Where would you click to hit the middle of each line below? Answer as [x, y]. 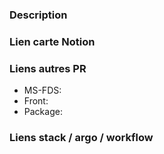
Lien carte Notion [52, 41]
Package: [43, 112]
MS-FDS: [42, 90]
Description [38, 15]
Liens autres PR [48, 68]
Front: [36, 101]
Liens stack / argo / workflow [81, 138]
